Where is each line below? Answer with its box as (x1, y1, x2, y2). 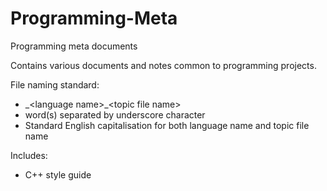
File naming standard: (10, 78, 100, 91)
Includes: (10, 149, 48, 161)
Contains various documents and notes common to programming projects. (10, 59, 317, 71)
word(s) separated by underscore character (24, 108, 206, 121)
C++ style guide (24, 168, 92, 181)
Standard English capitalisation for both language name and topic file (24, 119, 310, 131)
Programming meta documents (10, 40, 138, 52)
